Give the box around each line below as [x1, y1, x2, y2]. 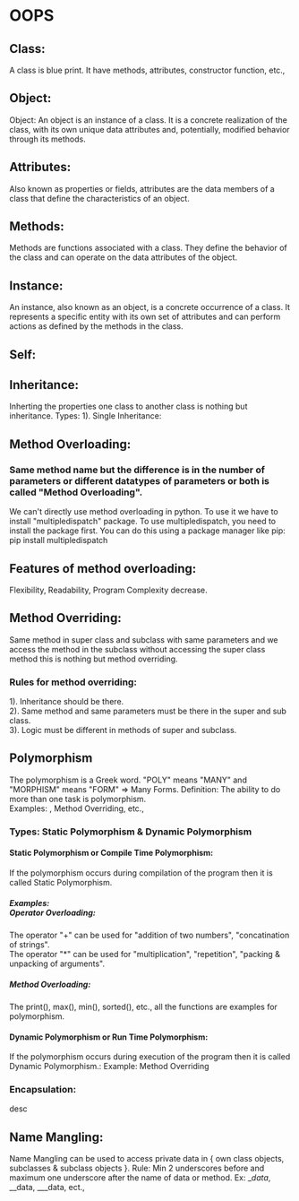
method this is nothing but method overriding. [9, 653, 178, 664]
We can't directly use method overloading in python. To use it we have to [9, 506, 279, 517]
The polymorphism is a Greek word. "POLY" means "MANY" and [9, 774, 248, 785]
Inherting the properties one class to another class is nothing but [9, 401, 248, 412]
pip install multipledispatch [9, 535, 108, 546]
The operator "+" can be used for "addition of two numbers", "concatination [9, 929, 290, 940]
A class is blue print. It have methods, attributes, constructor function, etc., [9, 65, 286, 75]
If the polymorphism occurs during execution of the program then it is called [9, 1051, 291, 1062]
